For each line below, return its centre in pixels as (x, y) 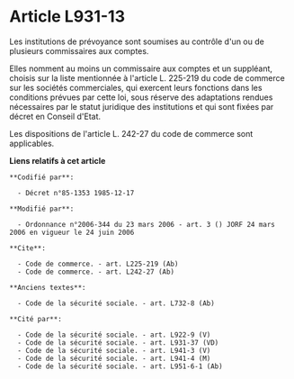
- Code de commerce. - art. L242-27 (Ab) (96, 272)
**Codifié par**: (42, 177)
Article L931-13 (67, 17)
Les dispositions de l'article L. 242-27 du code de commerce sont (131, 133)
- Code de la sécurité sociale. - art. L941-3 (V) (114, 350)
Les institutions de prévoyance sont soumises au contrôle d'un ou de (137, 41)
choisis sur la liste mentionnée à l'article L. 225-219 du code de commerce (147, 77)
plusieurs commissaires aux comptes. (79, 50)
